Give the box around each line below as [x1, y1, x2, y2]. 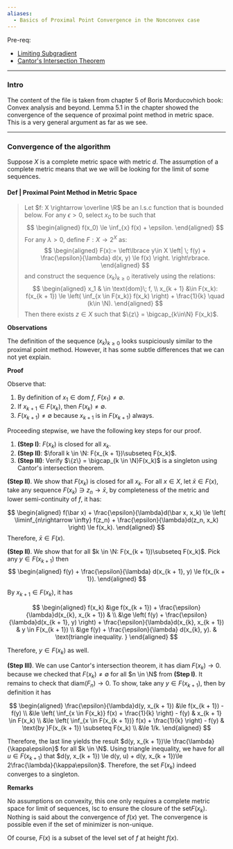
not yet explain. [7, 353, 51, 361]
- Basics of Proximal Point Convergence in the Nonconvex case [13, 17, 200, 24]
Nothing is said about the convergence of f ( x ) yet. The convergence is [7, 813, 208, 821]
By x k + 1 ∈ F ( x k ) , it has [7, 588, 73, 598]
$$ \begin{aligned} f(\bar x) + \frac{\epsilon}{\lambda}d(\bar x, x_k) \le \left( [7, 509, 226, 517]
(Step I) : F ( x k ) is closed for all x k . [17, 439, 112, 450]
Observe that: [7, 380, 46, 388]
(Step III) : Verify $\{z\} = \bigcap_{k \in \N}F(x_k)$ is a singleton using [17, 456, 218, 464]
